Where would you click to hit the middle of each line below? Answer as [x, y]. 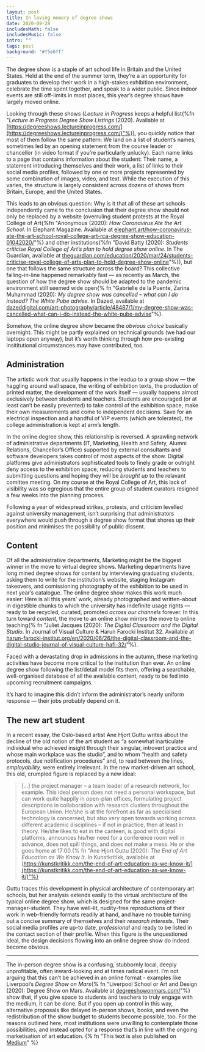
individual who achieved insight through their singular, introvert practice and [102, 748]
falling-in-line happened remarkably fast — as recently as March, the [93, 275]
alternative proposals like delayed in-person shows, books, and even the [98, 1010]
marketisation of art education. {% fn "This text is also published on [92, 1036]
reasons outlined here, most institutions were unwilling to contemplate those [102, 1023]
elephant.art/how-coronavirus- [153, 229]
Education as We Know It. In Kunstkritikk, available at [88, 858]
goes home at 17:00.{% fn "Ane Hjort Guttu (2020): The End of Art [104, 851]
